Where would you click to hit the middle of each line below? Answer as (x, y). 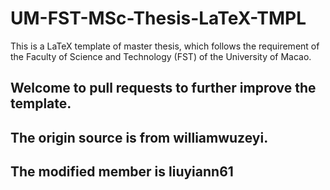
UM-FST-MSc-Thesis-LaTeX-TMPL (158, 18)
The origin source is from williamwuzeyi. (139, 137)
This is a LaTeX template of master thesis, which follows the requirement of (165, 46)
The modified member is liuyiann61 (122, 172)
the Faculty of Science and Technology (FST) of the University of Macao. (161, 56)
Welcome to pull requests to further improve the (163, 88)
